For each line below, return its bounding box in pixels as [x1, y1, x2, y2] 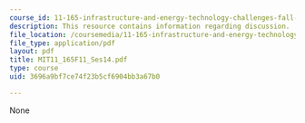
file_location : [9, 30, 67, 39]
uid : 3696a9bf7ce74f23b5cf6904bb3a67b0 [9, 72, 161, 81]
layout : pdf [9, 47, 54, 56]
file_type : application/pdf [9, 38, 116, 48]
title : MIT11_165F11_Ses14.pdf [9, 55, 128, 64]
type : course [9, 64, 59, 73]
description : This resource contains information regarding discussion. [9, 22, 290, 31]
